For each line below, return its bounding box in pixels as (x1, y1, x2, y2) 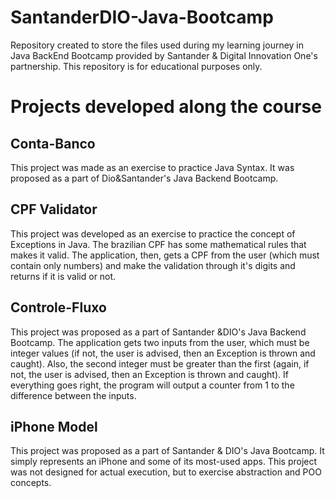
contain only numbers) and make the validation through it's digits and (10, 259, 296, 271)
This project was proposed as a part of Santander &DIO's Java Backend (10, 326, 307, 338)
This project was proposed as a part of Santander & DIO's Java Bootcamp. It (10, 445, 325, 457)
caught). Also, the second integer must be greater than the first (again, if (10, 357, 310, 370)
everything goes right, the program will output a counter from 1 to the (10, 379, 295, 391)
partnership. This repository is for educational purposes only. (10, 60, 263, 72)
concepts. (10, 477, 52, 489)
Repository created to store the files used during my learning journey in (10, 39, 305, 51)
